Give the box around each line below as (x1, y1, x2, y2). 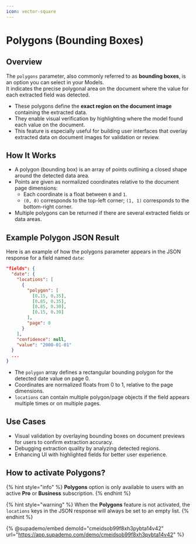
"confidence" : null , (16, 336, 67, 342)
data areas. (14, 216, 42, 223)
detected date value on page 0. (14, 375, 91, 382)
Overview (6, 57, 43, 67)
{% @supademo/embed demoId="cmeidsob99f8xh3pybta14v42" (6, 525, 164, 532)
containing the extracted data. (14, 109, 88, 116)
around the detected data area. (14, 172, 90, 179)
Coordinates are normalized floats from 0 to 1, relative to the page (14, 381, 174, 388)
